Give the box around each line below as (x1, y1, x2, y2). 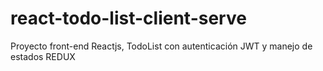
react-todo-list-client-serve (10, 7, 247, 30)
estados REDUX (10, 50, 76, 62)
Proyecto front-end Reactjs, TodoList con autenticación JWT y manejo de (10, 40, 313, 52)
